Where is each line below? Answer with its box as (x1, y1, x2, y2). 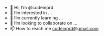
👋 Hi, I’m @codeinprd (9, 5, 54, 10)
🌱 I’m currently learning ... (9, 15, 63, 20)
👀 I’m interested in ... (9, 10, 52, 16)
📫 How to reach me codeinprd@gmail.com (9, 26, 99, 31)
